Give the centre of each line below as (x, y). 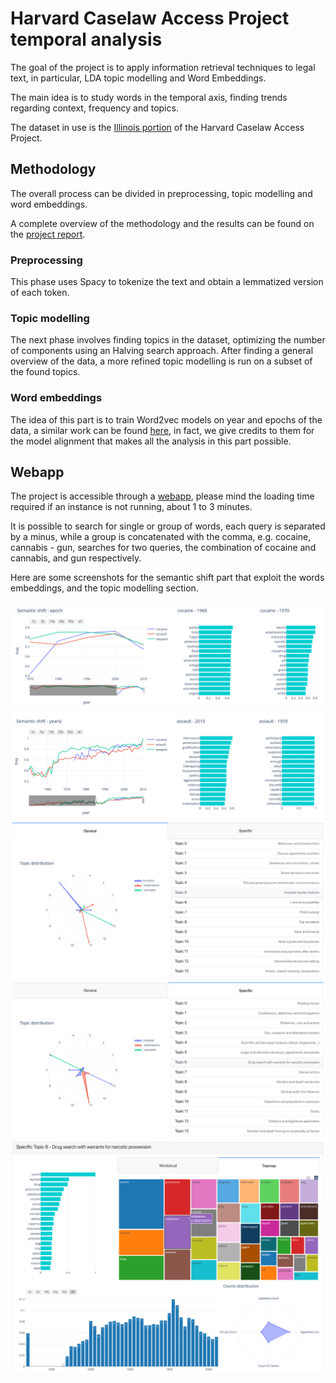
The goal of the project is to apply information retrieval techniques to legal (163, 67)
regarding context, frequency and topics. (94, 108)
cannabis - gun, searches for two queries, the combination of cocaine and (163, 548)
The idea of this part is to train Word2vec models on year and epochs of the (166, 419)
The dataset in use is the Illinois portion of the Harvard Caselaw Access (157, 127)
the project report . (48, 234)
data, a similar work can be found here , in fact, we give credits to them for (162, 430)
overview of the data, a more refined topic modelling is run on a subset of (161, 361)
